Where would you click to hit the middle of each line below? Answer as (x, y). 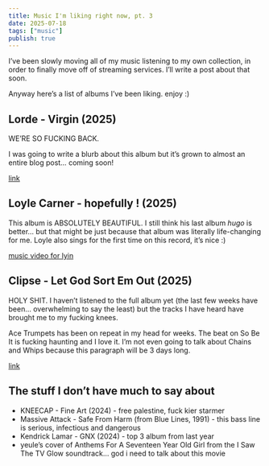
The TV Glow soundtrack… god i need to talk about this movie (122, 453)
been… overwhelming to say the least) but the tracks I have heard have (126, 309)
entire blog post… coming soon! (61, 163)
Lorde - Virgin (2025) (62, 119)
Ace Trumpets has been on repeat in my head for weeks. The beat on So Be (134, 333)
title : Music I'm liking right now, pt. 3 (81, 16)
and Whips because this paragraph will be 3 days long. (99, 350)
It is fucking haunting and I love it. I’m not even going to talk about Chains (130, 341)
